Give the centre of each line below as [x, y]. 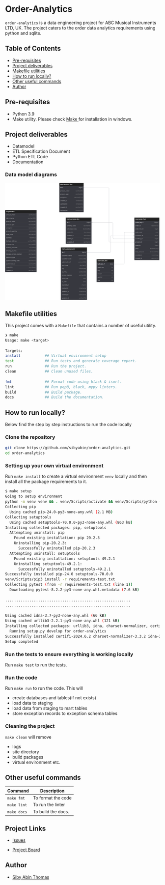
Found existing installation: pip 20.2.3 [57, 538]
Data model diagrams [31, 174]
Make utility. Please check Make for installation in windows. [72, 119]
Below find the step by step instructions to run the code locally [68, 425]
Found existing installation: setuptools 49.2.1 [65, 559]
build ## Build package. [44, 392]
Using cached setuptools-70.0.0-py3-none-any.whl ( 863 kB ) [71, 522]
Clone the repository [30, 437]
